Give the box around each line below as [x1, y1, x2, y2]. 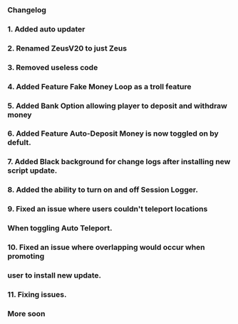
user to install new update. [7, 270, 102, 280]
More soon [7, 308, 46, 318]
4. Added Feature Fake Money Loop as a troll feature [7, 81, 192, 91]
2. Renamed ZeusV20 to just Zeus [7, 43, 127, 53]
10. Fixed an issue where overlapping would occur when [7, 243, 205, 253]
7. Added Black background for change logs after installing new [7, 157, 231, 167]
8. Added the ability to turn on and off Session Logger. [7, 185, 198, 195]
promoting [7, 251, 45, 261]
